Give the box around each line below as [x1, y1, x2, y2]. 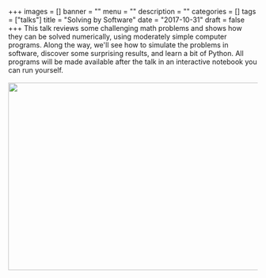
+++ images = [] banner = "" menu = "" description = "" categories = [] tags [8, 7, 256, 16]
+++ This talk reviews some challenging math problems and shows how [8, 24, 243, 32]
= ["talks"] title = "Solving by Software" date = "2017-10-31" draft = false [8, 15, 245, 24]
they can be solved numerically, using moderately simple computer [8, 32, 227, 41]
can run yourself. [8, 66, 63, 74]
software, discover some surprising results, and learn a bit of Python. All [8, 49, 244, 58]
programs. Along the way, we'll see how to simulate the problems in [8, 40, 229, 50]
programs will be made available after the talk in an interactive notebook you [8, 57, 257, 66]
